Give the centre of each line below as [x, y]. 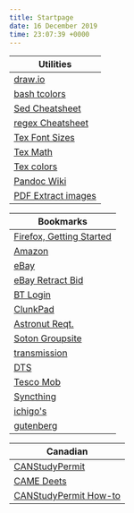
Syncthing [35, 397]
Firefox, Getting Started [63, 236]
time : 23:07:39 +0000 [50, 34]
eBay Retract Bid [49, 280]
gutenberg [36, 426]
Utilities [55, 64]
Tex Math [33, 152]
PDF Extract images [55, 196]
